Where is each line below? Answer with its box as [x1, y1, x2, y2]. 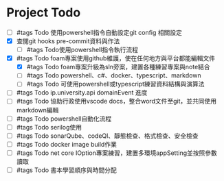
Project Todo [6, 5, 81, 21]
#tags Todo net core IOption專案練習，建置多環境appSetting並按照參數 [16, 149, 218, 157]
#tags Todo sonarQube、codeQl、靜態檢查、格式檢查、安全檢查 [16, 132, 199, 140]
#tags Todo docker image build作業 [16, 140, 117, 148]
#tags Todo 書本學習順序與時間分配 [16, 166, 117, 174]
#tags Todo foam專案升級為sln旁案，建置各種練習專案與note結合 [26, 63, 210, 71]
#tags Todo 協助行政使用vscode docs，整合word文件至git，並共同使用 [16, 97, 217, 106]
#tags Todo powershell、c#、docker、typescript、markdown [26, 71, 201, 80]
